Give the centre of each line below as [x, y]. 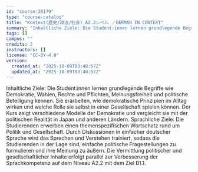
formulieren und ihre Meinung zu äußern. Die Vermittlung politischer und [94, 151]
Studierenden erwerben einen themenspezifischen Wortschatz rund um [93, 126]
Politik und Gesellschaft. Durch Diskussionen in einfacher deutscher [88, 132]
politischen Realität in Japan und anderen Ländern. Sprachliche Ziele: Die [95, 119]
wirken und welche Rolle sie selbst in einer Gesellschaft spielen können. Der [98, 107]
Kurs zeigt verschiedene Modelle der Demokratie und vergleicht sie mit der [97, 113]
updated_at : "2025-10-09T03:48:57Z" [56, 72]
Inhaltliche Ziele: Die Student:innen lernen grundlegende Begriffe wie [90, 88]
